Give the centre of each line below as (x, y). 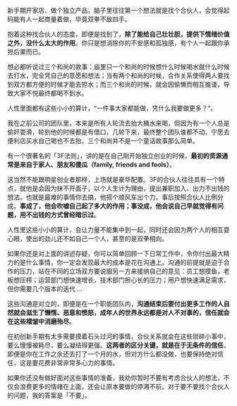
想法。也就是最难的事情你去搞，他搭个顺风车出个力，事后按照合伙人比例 (112, 197)
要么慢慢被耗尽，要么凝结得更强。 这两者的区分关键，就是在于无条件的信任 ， (119, 345)
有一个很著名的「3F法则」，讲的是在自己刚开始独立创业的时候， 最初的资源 (115, 156)
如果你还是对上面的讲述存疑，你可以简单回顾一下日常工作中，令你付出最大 (115, 253)
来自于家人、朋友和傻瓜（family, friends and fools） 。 (98, 165)
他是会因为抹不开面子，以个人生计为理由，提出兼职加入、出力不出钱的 (128, 188)
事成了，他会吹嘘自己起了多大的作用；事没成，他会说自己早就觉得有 (119, 206)
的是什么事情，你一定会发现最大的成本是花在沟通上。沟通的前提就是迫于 (118, 262)
